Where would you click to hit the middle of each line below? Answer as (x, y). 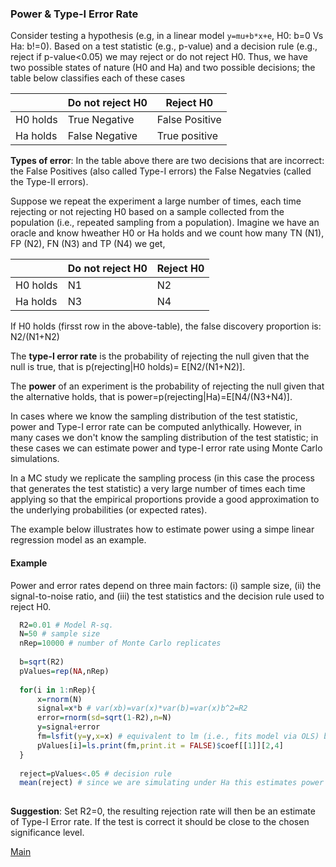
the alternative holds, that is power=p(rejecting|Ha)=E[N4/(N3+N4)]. (151, 397)
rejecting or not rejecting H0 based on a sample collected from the (147, 212)
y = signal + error (68, 727)
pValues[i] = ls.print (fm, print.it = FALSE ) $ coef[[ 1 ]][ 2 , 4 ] (160, 745)
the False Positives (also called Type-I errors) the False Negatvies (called (161, 171)
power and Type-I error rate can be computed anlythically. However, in (156, 427)
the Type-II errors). (49, 182)
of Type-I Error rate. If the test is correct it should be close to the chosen (160, 822)
